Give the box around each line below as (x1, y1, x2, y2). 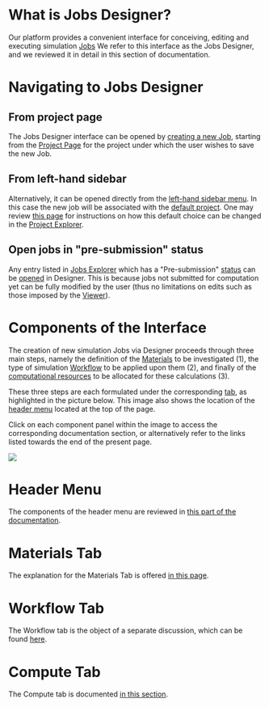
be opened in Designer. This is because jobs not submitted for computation (8, 273, 259, 282)
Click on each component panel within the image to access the (8, 419, 218, 430)
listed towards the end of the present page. (8, 437, 152, 447)
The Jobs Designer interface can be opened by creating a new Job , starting (8, 131, 261, 141)
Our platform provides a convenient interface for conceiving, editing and (8, 32, 249, 42)
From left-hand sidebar (8, 172, 127, 186)
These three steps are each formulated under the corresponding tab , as (8, 387, 248, 396)
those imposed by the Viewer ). (8, 290, 111, 300)
